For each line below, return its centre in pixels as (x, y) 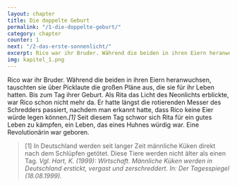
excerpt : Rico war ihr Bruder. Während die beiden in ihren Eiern (107, 54)
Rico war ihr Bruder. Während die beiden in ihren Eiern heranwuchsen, (109, 80)
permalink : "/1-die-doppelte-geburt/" (64, 27)
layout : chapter (31, 14)
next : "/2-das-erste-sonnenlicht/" (60, 46)
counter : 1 (23, 40)
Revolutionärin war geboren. (48, 132)
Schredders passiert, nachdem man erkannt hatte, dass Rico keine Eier (110, 109)
